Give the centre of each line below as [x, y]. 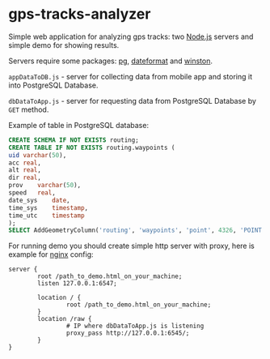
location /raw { [65, 319]
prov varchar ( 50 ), [45, 186]
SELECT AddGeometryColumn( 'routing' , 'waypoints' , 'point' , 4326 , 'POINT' [137, 231]
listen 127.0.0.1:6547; [77, 284]
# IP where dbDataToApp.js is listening [135, 326]
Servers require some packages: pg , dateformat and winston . [110, 61]
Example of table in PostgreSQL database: [79, 125]
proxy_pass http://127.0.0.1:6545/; [128, 333]
